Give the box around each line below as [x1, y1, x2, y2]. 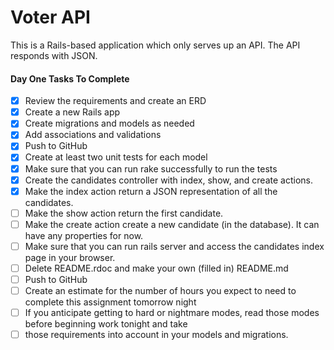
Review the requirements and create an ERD [24, 95, 207, 107]
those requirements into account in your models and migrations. [24, 329, 289, 341]
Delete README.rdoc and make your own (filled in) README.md [24, 262, 289, 274]
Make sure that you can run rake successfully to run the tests [24, 162, 278, 175]
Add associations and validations [24, 129, 162, 141]
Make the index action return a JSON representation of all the [24, 185, 278, 197]
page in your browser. [24, 251, 116, 263]
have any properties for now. [24, 229, 144, 241]
